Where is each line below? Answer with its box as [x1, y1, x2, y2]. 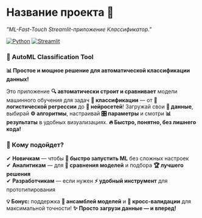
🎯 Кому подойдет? [6, 141, 64, 149]
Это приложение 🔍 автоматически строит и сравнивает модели [6, 88, 178, 95]
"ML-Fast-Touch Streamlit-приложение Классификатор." [6, 26, 152, 33]
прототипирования [6, 186, 56, 193]
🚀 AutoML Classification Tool [6, 52, 94, 61]
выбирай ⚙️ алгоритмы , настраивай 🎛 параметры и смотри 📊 [6, 110, 172, 118]
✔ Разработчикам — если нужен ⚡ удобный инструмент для [6, 177, 168, 185]
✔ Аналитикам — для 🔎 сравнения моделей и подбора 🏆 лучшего [6, 161, 184, 169]
